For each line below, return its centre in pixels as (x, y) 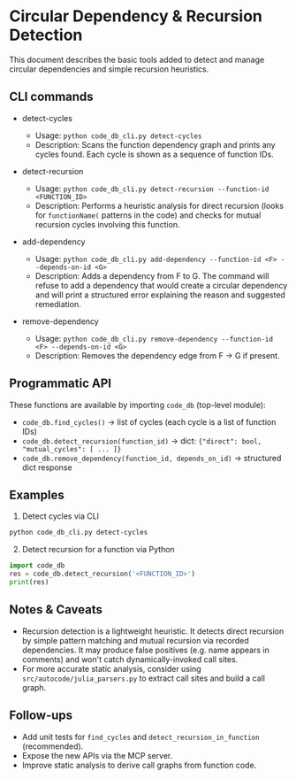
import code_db (37, 566)
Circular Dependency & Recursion (136, 16)
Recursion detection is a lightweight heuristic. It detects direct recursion (153, 631)
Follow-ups (41, 716)
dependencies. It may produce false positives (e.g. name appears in (145, 650)
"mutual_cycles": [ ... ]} (72, 449)
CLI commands (52, 97)
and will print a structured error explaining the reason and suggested (160, 295)
